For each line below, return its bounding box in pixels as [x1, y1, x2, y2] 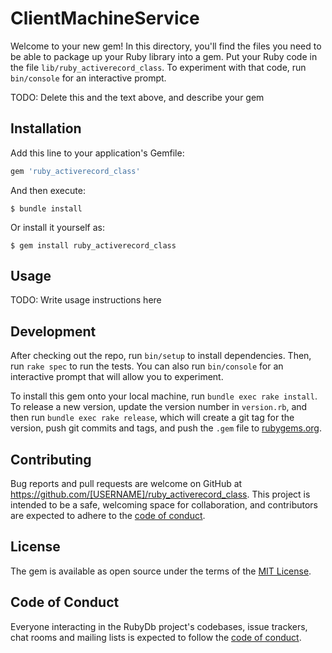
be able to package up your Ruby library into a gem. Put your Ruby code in [10, 50, 318, 62]
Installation [10, 120, 82, 137]
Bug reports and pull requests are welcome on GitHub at [10, 478, 243, 490]
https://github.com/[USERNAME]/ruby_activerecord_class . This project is [10, 488, 311, 501]
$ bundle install [10, 203, 83, 214]
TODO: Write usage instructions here [10, 294, 162, 306]
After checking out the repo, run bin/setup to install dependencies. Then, [10, 350, 312, 362]
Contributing [10, 451, 92, 468]
